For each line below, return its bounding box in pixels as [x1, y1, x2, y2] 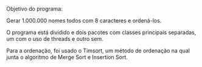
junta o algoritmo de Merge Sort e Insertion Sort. [6, 54, 128, 60]
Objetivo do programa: [6, 5, 63, 12]
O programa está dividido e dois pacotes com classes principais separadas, [6, 29, 197, 36]
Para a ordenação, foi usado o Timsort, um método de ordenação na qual [6, 47, 190, 54]
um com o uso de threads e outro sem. [6, 35, 103, 42]
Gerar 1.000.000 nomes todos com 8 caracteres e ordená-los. [6, 17, 162, 24]
